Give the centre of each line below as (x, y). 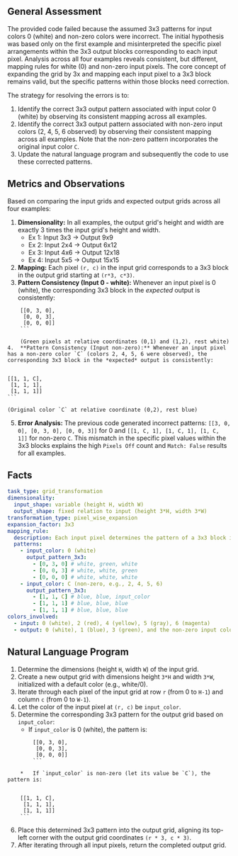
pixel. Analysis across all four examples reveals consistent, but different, (113, 59)
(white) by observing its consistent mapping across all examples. (112, 116)
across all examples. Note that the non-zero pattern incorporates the (118, 139)
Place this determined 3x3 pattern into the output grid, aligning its (114, 830)
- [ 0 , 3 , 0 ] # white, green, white (85, 564)
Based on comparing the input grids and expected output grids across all (114, 201)
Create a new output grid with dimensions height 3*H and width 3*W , (116, 677)
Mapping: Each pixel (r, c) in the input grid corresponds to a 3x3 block (123, 267)
